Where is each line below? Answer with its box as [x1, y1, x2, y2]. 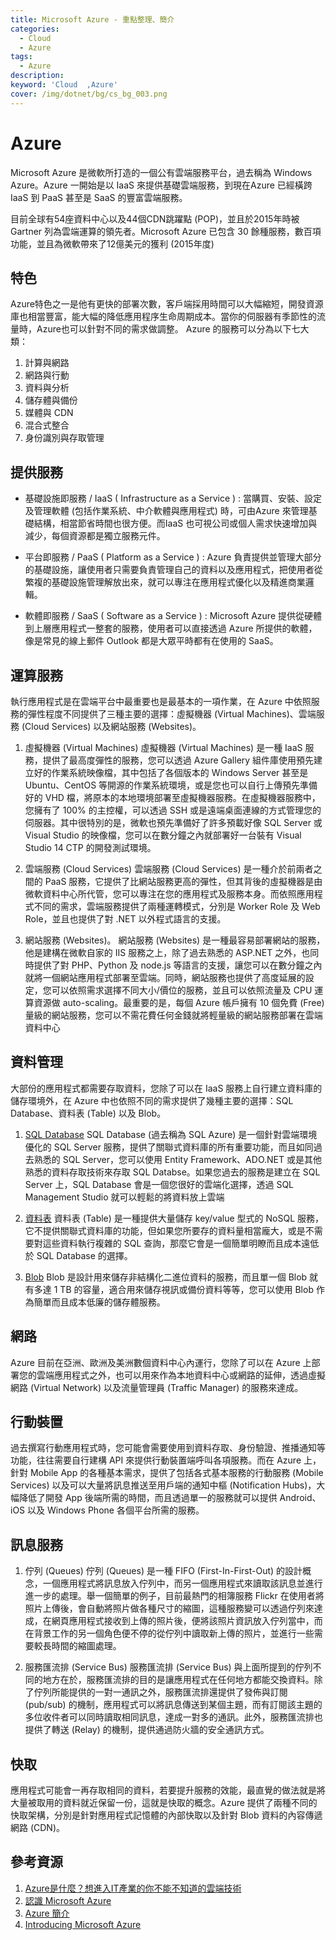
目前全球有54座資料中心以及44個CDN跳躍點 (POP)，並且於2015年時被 [10, 212, 300, 225]
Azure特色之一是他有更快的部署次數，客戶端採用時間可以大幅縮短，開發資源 [10, 298, 324, 310]
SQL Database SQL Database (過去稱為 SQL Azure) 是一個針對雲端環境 [24, 1128, 318, 1140]
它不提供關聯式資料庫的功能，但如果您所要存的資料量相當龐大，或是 [24, 1224, 306, 1236]
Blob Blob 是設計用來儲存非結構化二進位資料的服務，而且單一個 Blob [24, 1271, 308, 1283]
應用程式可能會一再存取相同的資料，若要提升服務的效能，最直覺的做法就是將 [10, 1784, 326, 1796]
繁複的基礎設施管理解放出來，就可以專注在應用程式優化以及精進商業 [24, 576, 306, 588]
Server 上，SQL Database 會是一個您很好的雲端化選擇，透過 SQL [24, 1178, 295, 1190]
